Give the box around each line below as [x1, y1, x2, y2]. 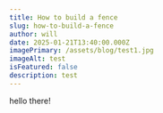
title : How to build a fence [9, 12, 118, 22]
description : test [9, 71, 78, 80]
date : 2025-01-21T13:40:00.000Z [9, 37, 130, 47]
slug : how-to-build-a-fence [9, 21, 115, 30]
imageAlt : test [9, 54, 66, 63]
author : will [9, 29, 58, 38]
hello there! [9, 95, 51, 106]
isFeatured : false [9, 63, 78, 72]
